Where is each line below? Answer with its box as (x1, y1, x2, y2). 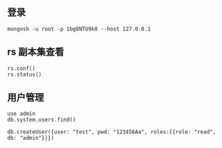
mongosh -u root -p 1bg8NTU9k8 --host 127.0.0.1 (7, 25, 151, 33)
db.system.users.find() (7, 117, 77, 124)
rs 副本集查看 (7, 46, 65, 58)
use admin (7, 110, 36, 117)
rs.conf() (7, 65, 36, 72)
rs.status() (7, 71, 42, 78)
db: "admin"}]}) (7, 135, 54, 142)
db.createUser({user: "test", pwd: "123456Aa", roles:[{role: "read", (7, 129, 216, 135)
